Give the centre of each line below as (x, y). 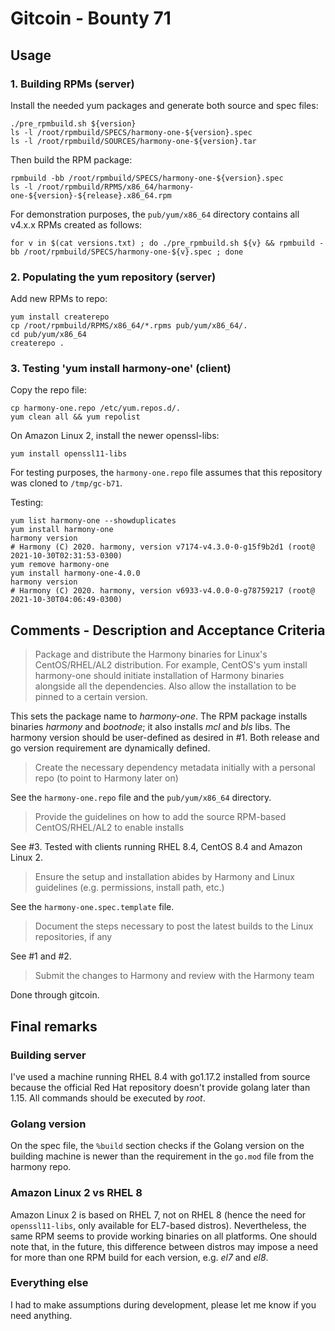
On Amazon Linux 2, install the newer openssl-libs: (115, 436)
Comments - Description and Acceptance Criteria (168, 630)
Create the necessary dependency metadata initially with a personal (175, 768)
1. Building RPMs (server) (72, 84)
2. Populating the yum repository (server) (113, 277)
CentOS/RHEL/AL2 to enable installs (109, 828)
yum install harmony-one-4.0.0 (75, 573)
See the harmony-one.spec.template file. (92, 907)
